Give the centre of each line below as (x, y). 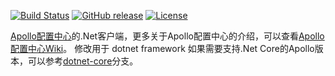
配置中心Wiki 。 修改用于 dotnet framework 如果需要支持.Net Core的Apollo (162, 48)
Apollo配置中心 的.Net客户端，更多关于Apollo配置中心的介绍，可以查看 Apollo (167, 36)
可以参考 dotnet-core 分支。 (83, 61)
